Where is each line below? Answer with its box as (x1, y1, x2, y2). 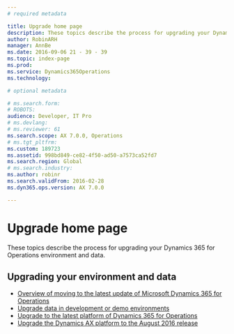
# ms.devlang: (7, 119, 49, 126)
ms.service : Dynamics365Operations (7, 68, 111, 75)
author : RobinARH (7, 36, 58, 43)
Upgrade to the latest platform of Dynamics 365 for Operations (17, 312, 198, 320)
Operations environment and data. (7, 250, 106, 259)
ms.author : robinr (7, 172, 61, 179)
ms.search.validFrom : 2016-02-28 (7, 178, 104, 185)
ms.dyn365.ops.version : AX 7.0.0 (7, 184, 104, 191)
